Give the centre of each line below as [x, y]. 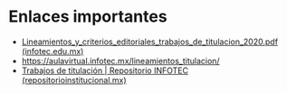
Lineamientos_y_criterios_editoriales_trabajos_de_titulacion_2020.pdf [149, 42]
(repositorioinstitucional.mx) [74, 80]
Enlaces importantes [88, 17]
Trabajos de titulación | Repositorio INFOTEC [105, 70]
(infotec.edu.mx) [53, 51]
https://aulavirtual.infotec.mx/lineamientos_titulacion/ [120, 61]
